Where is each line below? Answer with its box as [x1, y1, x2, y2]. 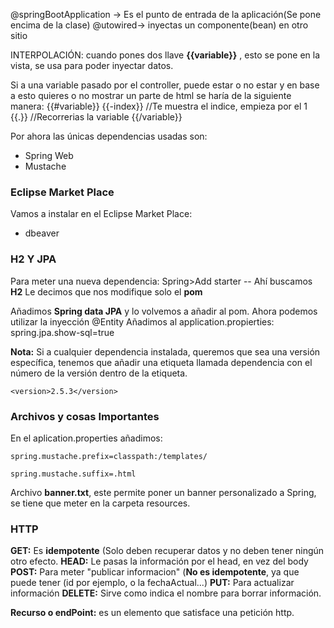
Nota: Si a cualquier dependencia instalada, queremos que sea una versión [10, 345, 321, 358]
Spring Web [24, 150, 74, 161]
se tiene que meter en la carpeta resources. [10, 497, 191, 509]
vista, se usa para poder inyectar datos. [10, 60, 174, 71]
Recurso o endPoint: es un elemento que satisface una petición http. [10, 607, 295, 619]
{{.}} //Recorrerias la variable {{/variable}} [10, 111, 183, 123]
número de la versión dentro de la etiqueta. [10, 367, 188, 379]
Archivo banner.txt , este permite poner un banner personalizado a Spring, [10, 486, 317, 498]
